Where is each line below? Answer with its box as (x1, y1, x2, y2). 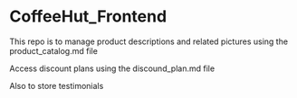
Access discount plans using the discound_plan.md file (9, 63, 216, 74)
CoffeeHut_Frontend (9, 6, 168, 27)
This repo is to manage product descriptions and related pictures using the (9, 36, 288, 47)
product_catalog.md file (9, 45, 98, 56)
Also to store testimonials (9, 80, 104, 91)
